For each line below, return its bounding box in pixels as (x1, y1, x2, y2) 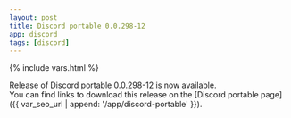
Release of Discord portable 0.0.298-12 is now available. (9, 80, 217, 90)
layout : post (9, 13, 58, 22)
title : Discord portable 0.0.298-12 (9, 21, 145, 30)
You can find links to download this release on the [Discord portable (9, 89, 259, 100)
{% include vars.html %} (9, 63, 100, 73)
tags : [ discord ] (9, 38, 70, 47)
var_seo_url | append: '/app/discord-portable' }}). (21, 99, 203, 110)
